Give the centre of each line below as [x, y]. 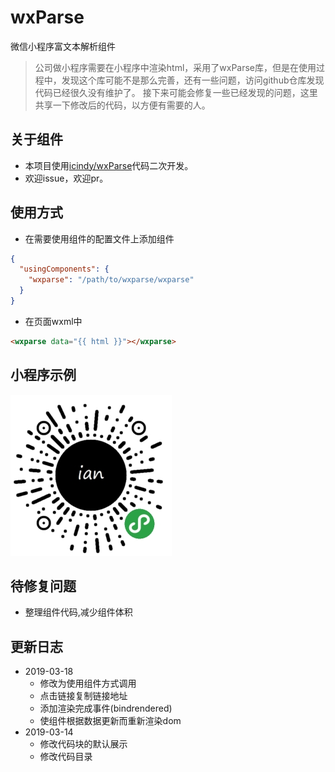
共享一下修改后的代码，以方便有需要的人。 [122, 105]
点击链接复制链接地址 [83, 696]
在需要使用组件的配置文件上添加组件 [99, 238]
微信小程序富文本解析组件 [63, 46]
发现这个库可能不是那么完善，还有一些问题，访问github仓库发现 [193, 80]
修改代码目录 [66, 757]
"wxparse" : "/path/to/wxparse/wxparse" [111, 280]
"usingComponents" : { [64, 269]
